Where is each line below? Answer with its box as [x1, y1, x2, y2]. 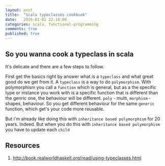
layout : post [5, 7, 33, 13]
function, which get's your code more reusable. [5, 105, 105, 112]
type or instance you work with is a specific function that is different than [5, 90, 158, 96]
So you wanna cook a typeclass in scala [5, 50, 134, 59]
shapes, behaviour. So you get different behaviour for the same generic [5, 100, 155, 106]
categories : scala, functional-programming [5, 21, 99, 27]
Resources [5, 141, 40, 150]
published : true [5, 31, 40, 36]
